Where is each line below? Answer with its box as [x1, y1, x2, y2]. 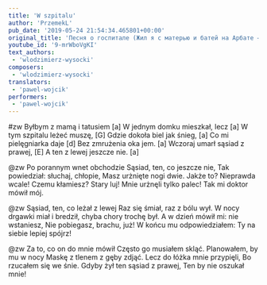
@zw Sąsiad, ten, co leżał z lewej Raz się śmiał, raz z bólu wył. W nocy [8, 203, 240, 213]
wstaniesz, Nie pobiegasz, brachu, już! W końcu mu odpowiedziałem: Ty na [8, 220, 256, 230]
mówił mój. [8, 188, 44, 198]
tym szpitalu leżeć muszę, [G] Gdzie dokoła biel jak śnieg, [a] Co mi [8, 130, 229, 140]
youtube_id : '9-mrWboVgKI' [8, 41, 98, 49]
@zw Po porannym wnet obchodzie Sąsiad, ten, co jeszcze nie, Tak [8, 163, 230, 172]
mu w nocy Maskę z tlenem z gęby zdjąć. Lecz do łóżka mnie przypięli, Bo [8, 252, 252, 262]
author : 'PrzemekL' [8, 19, 73, 27]
